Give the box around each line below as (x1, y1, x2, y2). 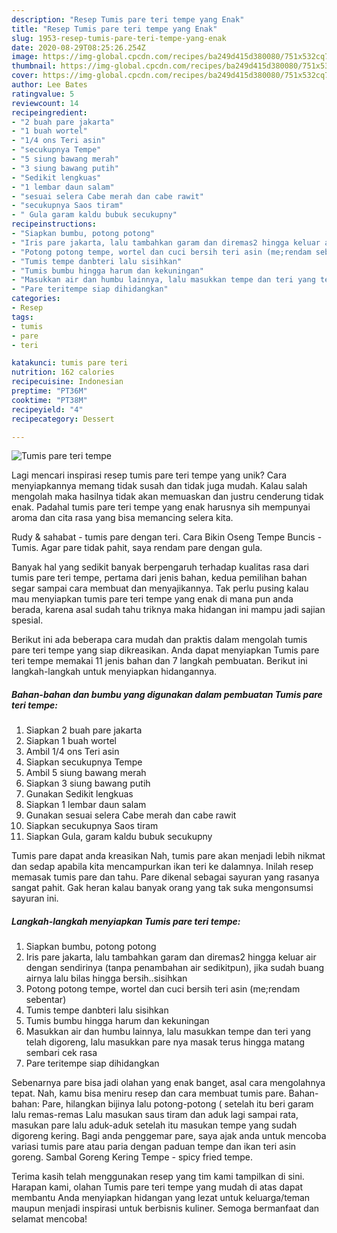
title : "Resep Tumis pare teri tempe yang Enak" (11, 24, 218, 34)
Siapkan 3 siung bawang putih (25, 777, 151, 790)
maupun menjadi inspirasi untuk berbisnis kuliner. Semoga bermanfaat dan (11, 1202, 320, 1215)
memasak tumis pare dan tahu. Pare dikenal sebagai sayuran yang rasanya (11, 871, 320, 883)
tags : (11, 312, 34, 322)
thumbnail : (11, 61, 57, 71)
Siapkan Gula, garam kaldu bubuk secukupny (25, 831, 213, 843)
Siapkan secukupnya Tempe (25, 756, 143, 768)
